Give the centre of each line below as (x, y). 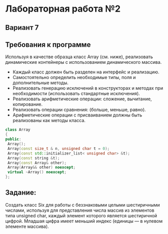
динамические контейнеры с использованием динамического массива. (83, 62)
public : (13, 139)
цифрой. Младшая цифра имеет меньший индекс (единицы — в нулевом (84, 221)
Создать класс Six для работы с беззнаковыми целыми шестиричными (83, 205)
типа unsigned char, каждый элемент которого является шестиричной (81, 215)
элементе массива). (27, 226)
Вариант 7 (22, 28)
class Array (18, 130)
